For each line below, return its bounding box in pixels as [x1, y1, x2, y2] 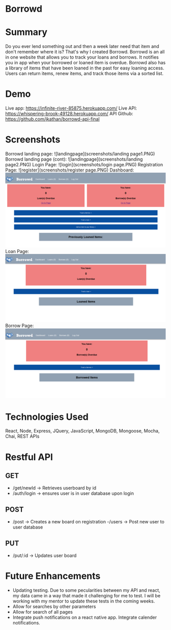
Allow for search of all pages [12, 609, 73, 615]
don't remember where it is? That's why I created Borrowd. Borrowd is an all [5, 49, 165, 55]
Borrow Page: [5, 322, 34, 329]
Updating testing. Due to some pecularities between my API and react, [12, 587, 160, 593]
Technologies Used [5, 411, 89, 422]
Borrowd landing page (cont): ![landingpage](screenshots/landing [5, 156, 143, 162]
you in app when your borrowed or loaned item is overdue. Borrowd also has [5, 60, 166, 66]
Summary [5, 27, 47, 38]
